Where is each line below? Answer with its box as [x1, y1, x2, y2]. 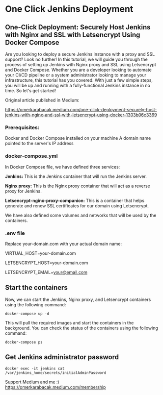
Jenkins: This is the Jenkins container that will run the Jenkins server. [5, 173, 147, 179]
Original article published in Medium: [5, 97, 80, 103]
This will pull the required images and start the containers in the [5, 320, 134, 325]
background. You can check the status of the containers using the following [5, 325, 159, 331]
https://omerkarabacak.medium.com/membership [5, 384, 106, 390]
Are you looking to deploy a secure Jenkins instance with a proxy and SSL [5, 51, 155, 57]
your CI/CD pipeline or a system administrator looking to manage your [5, 72, 146, 78]
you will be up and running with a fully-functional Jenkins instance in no [5, 82, 151, 88]
